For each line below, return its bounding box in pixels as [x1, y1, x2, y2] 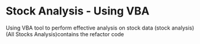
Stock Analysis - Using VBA [6, 4, 150, 18]
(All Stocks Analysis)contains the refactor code [6, 30, 125, 37]
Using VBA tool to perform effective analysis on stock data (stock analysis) [6, 24, 194, 31]
